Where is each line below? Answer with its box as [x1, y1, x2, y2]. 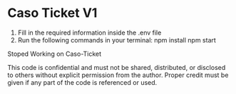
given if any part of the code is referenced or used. [7, 78, 158, 86]
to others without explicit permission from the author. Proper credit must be [7, 71, 229, 79]
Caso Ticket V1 [7, 5, 98, 21]
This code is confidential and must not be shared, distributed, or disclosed [7, 63, 226, 71]
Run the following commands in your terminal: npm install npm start [17, 35, 216, 44]
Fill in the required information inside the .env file [17, 28, 162, 37]
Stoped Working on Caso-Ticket [7, 49, 102, 58]
